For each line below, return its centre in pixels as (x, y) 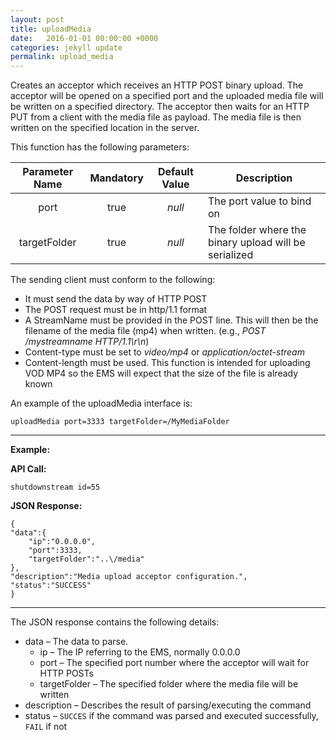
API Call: (28, 469)
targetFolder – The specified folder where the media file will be (169, 684)
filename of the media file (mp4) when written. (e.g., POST (145, 331)
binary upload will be (256, 243)
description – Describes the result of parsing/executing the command (168, 705)
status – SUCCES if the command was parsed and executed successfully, (171, 716)
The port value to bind (259, 201)
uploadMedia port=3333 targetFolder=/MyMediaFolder (120, 422)
